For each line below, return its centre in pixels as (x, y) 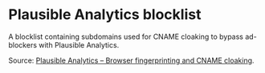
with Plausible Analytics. (79, 44)
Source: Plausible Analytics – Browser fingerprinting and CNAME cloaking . (131, 60)
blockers (23, 44)
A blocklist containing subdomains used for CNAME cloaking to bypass (126, 36)
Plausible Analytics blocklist (105, 15)
